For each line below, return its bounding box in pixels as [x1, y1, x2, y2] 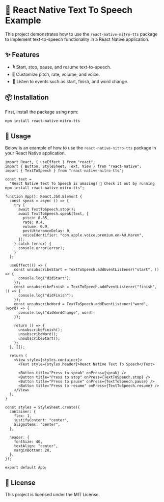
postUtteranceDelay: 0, [23, 229, 71, 234]
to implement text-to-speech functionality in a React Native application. [5, 36, 150, 42]
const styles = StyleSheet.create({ [5, 405, 80, 410]
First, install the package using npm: [5, 109, 79, 115]
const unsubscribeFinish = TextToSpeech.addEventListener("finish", [14, 285, 157, 290]
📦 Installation [5, 93, 49, 102]
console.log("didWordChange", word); [18, 310, 96, 315]
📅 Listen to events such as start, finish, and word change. [12, 78, 129, 84]
